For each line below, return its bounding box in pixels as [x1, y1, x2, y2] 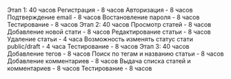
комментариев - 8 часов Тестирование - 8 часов [7, 65, 152, 72]
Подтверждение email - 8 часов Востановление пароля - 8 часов [7, 13, 200, 21]
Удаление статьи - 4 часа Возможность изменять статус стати [7, 35, 193, 43]
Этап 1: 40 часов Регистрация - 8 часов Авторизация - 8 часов [7, 6, 193, 14]
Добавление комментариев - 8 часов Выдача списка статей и [7, 57, 191, 65]
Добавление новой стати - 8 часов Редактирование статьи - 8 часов [7, 27, 212, 36]
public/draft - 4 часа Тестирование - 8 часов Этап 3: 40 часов [7, 43, 190, 50]
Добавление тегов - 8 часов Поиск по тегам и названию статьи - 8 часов [7, 49, 224, 58]
